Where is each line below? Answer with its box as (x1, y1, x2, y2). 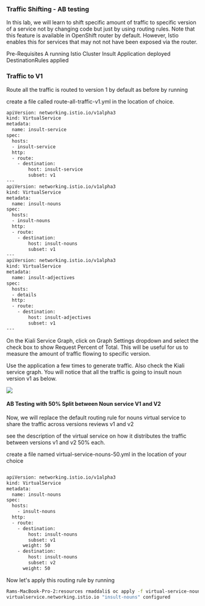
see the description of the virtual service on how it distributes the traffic (6, 432, 187, 440)
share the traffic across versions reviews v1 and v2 (6, 420, 134, 427)
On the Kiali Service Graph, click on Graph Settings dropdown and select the (6, 337, 199, 344)
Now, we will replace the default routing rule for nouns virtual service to (6, 414, 186, 421)
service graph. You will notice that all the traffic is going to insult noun (6, 368, 182, 375)
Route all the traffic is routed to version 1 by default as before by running (6, 86, 188, 93)
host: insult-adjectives (28, 315, 92, 321)
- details (12, 291, 37, 298)
